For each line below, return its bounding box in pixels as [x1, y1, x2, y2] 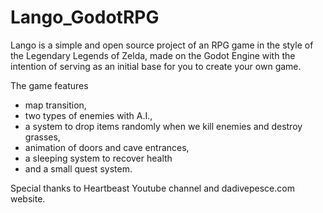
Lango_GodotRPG [10, 6, 160, 29]
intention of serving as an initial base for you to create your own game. [10, 60, 302, 72]
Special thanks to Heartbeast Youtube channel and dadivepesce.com [10, 182, 295, 194]
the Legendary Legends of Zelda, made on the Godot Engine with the [10, 49, 296, 61]
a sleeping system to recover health [24, 152, 173, 164]
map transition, [24, 99, 87, 111]
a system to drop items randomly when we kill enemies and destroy [24, 120, 303, 132]
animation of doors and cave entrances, [24, 141, 190, 153]
